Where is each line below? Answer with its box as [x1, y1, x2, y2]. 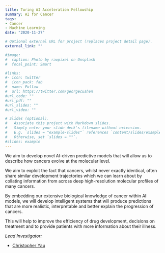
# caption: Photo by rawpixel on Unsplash [5, 57, 96, 62]
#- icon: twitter [5, 75, 41, 80]
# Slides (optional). [5, 116, 50, 121]
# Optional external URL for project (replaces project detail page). [5, 39, 153, 44]
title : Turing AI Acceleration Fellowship [5, 7, 93, 12]
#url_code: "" [5, 93, 34, 99]
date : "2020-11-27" [5, 30, 45, 35]
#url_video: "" [5, 107, 36, 112]
